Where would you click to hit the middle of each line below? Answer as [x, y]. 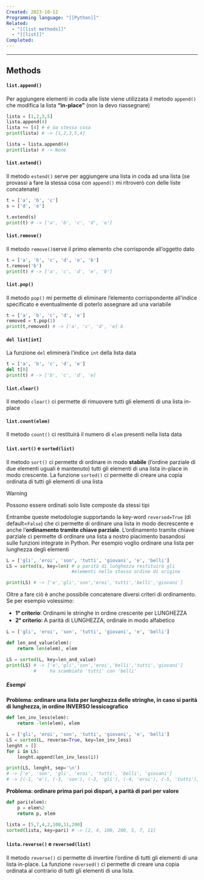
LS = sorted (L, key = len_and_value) [51, 659]
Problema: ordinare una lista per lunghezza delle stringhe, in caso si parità [102, 700]
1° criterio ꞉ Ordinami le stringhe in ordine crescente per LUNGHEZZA [101, 613]
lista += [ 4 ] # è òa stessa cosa [49, 128]
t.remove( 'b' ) [24, 266]
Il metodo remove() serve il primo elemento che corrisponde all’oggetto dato [100, 249]
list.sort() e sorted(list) [40, 448]
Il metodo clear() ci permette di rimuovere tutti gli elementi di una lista [95, 402]
